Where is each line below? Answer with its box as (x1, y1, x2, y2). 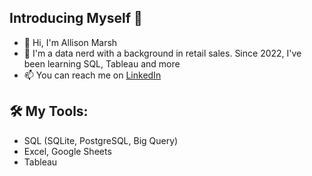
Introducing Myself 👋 (9, 10, 143, 27)
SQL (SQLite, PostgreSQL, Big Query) (23, 134, 179, 146)
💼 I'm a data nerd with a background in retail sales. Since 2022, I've (23, 47, 302, 59)
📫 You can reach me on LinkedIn (23, 69, 162, 81)
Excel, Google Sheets (23, 145, 112, 157)
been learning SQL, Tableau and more (23, 57, 181, 70)
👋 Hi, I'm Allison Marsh (23, 36, 118, 48)
